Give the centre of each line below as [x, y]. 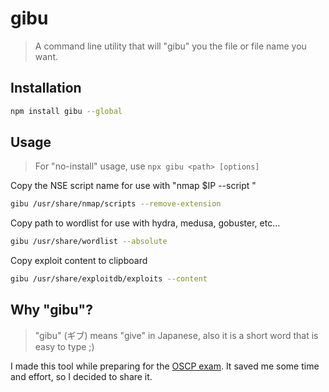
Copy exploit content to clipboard [79, 261]
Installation [46, 88]
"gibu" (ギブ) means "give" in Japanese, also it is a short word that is [176, 335]
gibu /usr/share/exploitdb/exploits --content [109, 279]
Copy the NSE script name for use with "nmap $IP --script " [133, 186]
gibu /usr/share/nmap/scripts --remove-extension [116, 204]
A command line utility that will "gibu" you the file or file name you [170, 46]
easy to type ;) [64, 346]
